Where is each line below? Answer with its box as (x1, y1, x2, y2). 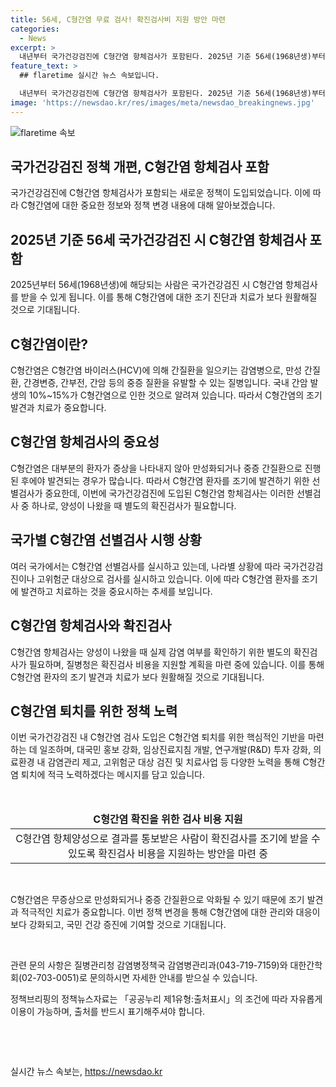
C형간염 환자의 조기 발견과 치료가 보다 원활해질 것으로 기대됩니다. (10, 671, 265, 683)
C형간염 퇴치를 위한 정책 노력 (10, 702, 178, 720)
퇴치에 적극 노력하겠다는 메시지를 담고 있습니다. (20, 769, 206, 781)
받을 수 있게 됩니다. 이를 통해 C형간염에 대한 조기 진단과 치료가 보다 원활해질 (20, 291, 318, 303)
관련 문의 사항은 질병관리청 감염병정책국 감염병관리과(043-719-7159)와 (10, 959, 288, 971)
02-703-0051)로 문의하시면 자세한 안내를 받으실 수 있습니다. (21, 972, 258, 984)
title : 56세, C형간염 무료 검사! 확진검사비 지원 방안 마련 (10, 14, 226, 25)
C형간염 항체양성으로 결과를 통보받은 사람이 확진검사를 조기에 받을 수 (15, 832, 321, 846)
